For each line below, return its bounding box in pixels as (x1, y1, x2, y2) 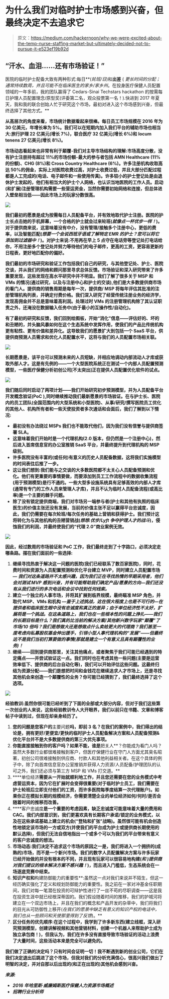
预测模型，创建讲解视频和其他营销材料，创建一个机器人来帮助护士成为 (17, 925, 162, 931)
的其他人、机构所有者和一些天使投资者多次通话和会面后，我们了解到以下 (5, 406, 154, 412)
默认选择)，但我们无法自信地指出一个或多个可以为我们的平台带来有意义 (12, 830, 159, 836)
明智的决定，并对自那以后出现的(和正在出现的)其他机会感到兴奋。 (5, 961, 140, 967)
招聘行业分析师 (12, 988, 44, 994)
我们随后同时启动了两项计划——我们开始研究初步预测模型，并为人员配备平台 (5, 387, 163, 393)
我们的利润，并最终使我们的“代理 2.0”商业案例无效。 (17, 523, 127, 529)
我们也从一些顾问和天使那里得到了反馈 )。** (12, 912, 102, 918)
